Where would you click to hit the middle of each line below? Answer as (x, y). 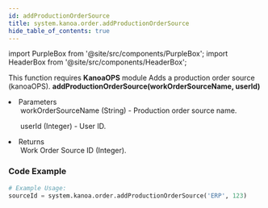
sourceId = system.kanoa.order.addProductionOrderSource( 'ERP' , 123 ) (128, 196)
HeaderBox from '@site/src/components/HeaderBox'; (98, 62)
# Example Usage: (38, 188)
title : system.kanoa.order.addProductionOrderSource (99, 23)
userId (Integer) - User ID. (63, 127)
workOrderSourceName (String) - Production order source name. (128, 110)
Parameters (38, 102)
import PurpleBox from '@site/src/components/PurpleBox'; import (118, 54)
